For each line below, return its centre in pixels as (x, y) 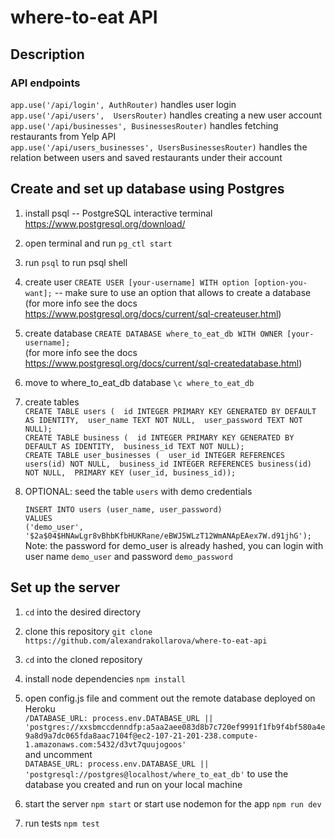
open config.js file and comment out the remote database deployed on (170, 698)
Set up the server (65, 587)
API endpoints (45, 83)
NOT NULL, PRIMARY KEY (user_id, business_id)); (130, 472)
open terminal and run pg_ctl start (98, 243)
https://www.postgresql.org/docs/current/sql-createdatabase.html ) (163, 363)
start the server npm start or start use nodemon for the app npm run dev (173, 803)
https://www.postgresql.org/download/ (105, 223)
